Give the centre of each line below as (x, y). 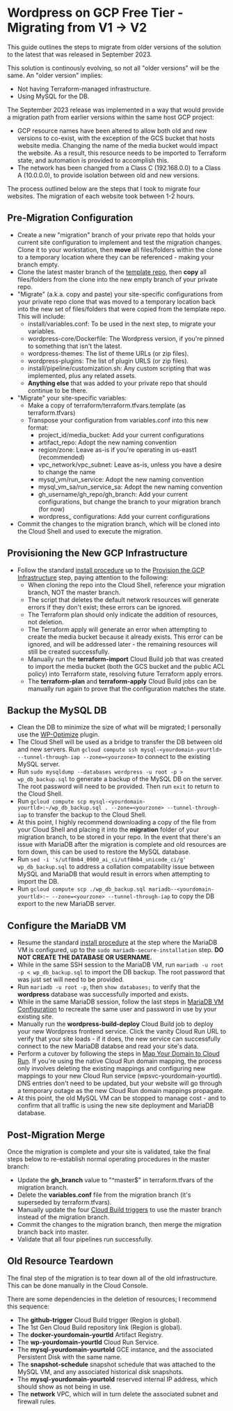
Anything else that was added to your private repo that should (117, 383)
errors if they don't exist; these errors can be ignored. (105, 607)
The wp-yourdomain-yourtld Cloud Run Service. (88, 1342)
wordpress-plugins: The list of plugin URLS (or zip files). (108, 361)
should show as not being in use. (64, 1387)
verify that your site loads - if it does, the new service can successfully (119, 1039)
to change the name (67, 471)
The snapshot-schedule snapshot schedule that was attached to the (116, 1364)
